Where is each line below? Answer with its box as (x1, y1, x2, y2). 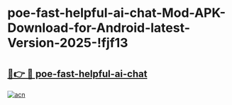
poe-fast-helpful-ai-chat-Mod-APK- (7, 5, 226, 21)
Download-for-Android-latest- (7, 20, 190, 36)
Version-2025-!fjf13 (7, 35, 128, 51)
